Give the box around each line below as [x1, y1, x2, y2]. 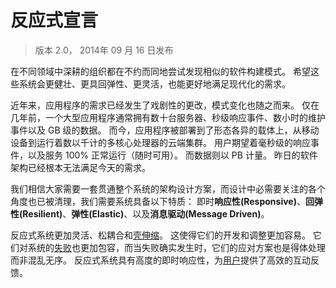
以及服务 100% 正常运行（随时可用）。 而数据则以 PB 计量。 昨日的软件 [27, 149, 318, 161]
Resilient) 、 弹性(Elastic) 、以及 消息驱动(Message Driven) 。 [22, 207, 270, 220]
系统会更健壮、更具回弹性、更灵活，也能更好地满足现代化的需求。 [18, 77, 291, 90]
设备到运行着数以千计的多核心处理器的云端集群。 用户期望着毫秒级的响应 [10, 136, 311, 148]
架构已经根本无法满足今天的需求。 [10, 161, 151, 173]
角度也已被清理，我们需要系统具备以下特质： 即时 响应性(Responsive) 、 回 [10, 195, 315, 207]
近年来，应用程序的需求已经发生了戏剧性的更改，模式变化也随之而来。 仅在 [10, 99, 320, 111]
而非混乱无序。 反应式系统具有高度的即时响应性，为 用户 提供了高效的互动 [10, 254, 311, 266]
